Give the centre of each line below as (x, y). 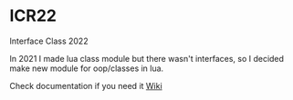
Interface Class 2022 (49, 41)
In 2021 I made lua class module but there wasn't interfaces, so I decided (147, 58)
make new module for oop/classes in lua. (87, 68)
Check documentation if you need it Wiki (86, 85)
